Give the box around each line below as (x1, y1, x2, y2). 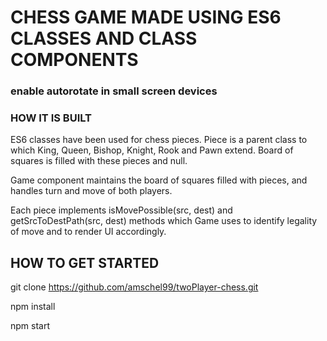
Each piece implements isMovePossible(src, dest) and (10, 204, 233, 216)
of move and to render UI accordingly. (10, 226, 167, 238)
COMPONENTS (10, 49, 139, 71)
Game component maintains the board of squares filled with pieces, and (10, 174, 308, 186)
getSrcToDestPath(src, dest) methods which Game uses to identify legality (10, 215, 318, 227)
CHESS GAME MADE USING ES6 (10, 6, 282, 29)
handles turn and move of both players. (10, 185, 173, 197)
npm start (10, 320, 51, 332)
